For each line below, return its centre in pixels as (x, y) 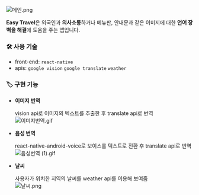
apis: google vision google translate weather (70, 68)
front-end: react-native (44, 62)
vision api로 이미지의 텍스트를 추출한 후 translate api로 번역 (84, 113)
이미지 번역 (27, 100)
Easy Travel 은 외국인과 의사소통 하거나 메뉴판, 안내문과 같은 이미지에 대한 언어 (97, 23)
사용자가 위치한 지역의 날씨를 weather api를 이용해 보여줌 (81, 178)
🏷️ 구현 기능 (22, 85)
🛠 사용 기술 (22, 46)
